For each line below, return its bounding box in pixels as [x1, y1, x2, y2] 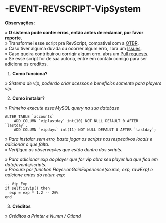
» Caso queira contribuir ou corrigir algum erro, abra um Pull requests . [5, 51, 149, 56]
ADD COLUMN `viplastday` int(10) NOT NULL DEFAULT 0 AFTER [14, 118, 139, 123]
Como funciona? [12, 70, 48, 76]
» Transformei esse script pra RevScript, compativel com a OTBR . [5, 40, 139, 46]
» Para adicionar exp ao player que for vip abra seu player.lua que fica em [5, 156, 158, 162]
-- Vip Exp [5, 181, 28, 186]
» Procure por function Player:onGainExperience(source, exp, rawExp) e [5, 167, 153, 172]
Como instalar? [12, 95, 45, 101]
